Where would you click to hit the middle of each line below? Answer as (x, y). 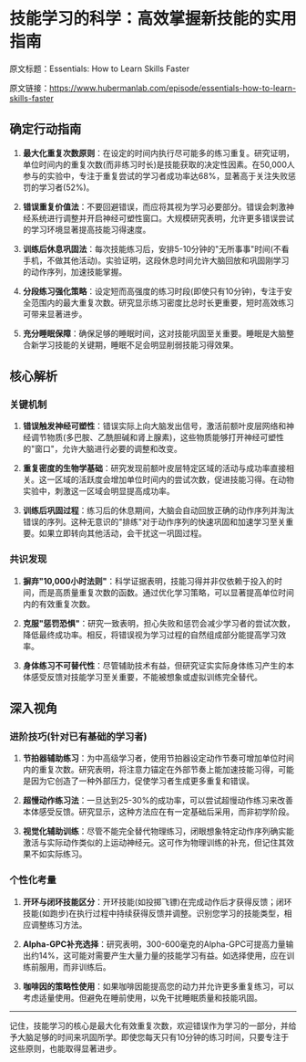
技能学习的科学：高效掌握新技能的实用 (153, 19)
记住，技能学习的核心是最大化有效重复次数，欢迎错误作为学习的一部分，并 (149, 1025)
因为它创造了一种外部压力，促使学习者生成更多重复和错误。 (143, 781)
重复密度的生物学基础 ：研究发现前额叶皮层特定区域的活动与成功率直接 (154, 468)
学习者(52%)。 (66, 187)
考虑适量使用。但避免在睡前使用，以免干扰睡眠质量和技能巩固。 (142, 997)
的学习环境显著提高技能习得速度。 (87, 229)
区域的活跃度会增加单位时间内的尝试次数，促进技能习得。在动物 (174, 479)
